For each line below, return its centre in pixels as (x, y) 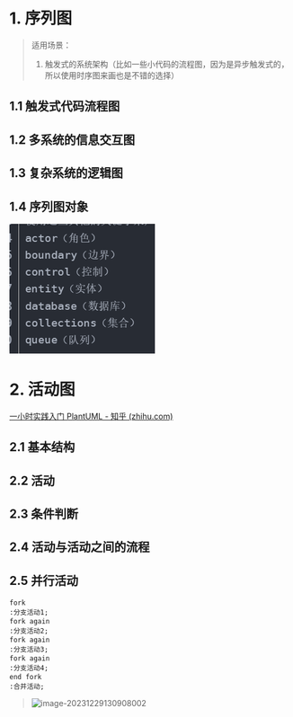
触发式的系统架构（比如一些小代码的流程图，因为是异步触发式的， (167, 64)
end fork (26, 677)
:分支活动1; (29, 613)
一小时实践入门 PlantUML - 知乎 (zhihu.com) (91, 416)
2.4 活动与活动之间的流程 (80, 548)
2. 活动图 (42, 389)
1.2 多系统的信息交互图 (72, 140)
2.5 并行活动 (44, 580)
